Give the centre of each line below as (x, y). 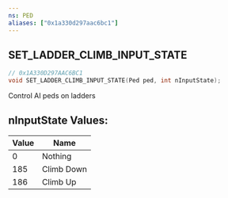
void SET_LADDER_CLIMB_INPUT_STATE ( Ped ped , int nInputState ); (115, 81)
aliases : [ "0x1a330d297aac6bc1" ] (63, 23)
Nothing (57, 156)
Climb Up (59, 181)
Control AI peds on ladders (52, 96)
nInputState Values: (58, 121)
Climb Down (65, 169)
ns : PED (21, 15)
